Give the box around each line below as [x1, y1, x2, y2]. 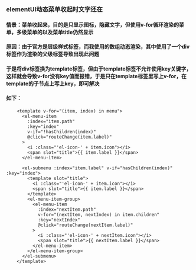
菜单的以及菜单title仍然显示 [26, 28, 94, 36]
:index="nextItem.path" [37, 206, 96, 213]
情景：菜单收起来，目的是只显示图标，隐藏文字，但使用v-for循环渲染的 [6, 21, 179, 28]
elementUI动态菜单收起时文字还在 [6, 5, 103, 13]
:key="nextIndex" [37, 217, 81, 223]
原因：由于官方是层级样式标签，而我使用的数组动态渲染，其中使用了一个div [6, 43, 190, 50]
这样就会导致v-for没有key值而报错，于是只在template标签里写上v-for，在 [6, 72, 187, 79]
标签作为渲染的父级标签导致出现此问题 [6, 50, 99, 57]
